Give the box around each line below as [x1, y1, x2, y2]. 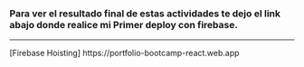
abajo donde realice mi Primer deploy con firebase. [9, 18, 238, 31]
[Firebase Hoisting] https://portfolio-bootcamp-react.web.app [9, 48, 240, 59]
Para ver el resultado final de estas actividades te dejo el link [9, 7, 281, 20]
